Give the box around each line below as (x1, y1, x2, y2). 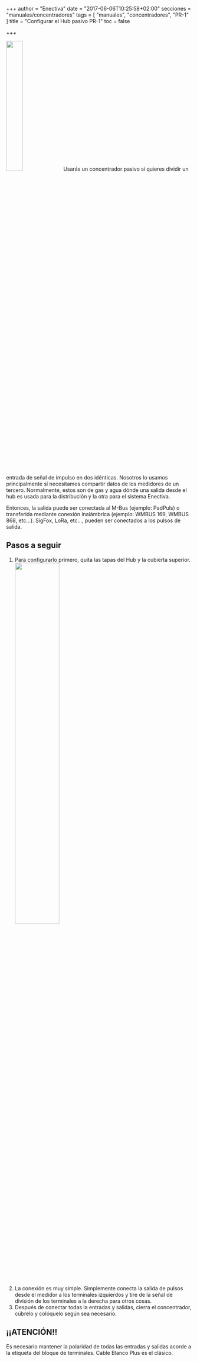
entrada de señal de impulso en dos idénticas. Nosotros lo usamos (6, 474, 168, 481)
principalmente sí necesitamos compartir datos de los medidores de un (6, 480, 179, 487)
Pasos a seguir (6, 541, 61, 551)
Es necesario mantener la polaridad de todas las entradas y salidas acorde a (6, 1342, 192, 1350)
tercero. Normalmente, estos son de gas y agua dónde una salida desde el (6, 487, 187, 494)
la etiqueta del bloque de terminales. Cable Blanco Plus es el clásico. (6, 1349, 173, 1356)
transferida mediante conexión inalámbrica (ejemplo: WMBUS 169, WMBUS (6, 511, 189, 517)
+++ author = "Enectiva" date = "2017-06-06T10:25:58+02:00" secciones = (6, 5, 192, 12)
